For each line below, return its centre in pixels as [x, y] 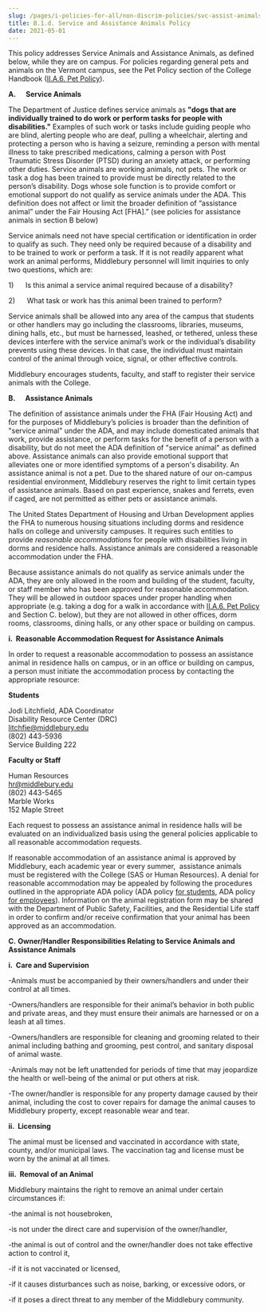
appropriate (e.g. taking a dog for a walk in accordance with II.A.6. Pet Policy [134, 606]
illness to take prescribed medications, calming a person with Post [117, 152]
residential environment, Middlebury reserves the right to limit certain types [132, 482]
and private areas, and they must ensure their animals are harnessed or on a [134, 1014]
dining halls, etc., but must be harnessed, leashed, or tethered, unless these [133, 334]
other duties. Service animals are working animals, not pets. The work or [128, 170]
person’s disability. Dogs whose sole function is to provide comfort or [122, 186]
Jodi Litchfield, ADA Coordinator [61, 711]
